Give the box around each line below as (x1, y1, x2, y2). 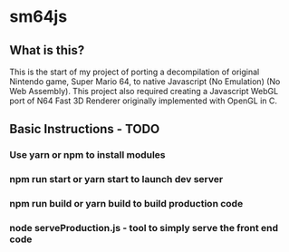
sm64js (9, 6, 68, 27)
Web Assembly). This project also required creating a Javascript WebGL (9, 86, 279, 96)
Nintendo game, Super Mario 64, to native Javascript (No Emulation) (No (9, 76, 281, 87)
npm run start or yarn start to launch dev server (9, 173, 224, 186)
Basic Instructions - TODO (9, 121, 160, 137)
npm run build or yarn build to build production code (9, 198, 244, 210)
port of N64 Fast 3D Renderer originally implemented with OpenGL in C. (9, 95, 278, 106)
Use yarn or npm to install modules (9, 149, 166, 161)
